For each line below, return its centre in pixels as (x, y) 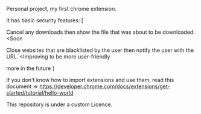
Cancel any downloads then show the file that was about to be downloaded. (101, 32)
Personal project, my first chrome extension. (61, 9)
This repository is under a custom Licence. (59, 104)
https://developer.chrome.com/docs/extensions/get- (104, 86)
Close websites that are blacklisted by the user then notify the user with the (100, 50)
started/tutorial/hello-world (40, 93)
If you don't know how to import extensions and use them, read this (90, 80)
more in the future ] (30, 68)
